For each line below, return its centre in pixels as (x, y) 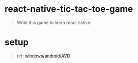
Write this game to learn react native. (54, 22)
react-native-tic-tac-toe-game (69, 9)
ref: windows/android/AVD (43, 56)
